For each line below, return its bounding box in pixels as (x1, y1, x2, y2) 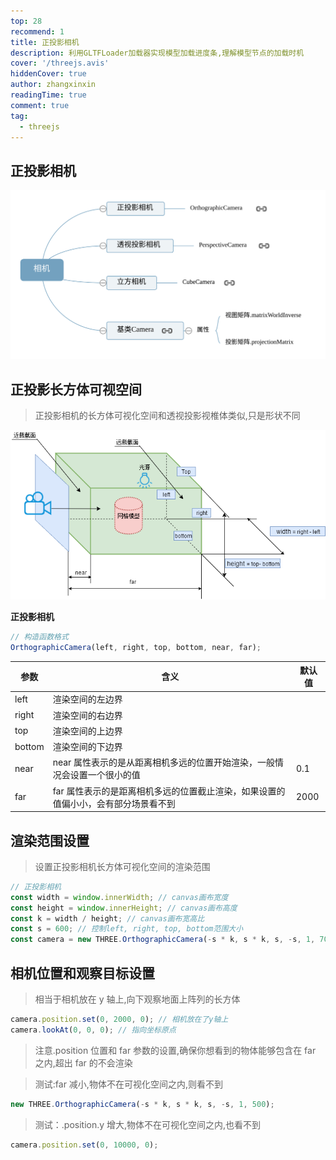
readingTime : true (10, 90, 87, 100)
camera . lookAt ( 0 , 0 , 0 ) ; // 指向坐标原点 (10, 1025, 177, 1035)
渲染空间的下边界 (52, 741, 123, 753)
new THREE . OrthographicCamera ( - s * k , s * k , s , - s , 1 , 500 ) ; (10, 1099, 275, 1109)
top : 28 (10, 16, 43, 26)
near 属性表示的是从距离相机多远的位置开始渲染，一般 (52, 756, 276, 769)
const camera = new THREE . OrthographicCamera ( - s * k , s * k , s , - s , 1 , (10, 935, 316, 945)
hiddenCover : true (10, 69, 87, 79)
